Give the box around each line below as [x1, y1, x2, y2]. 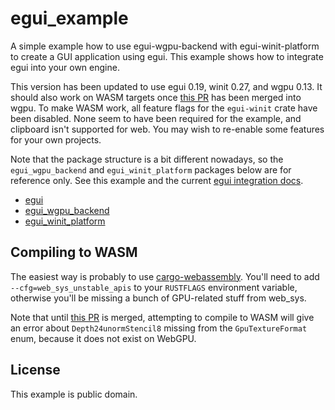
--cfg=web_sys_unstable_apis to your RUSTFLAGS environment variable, [10, 281, 298, 293]
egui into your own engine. [10, 61, 120, 73]
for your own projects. [10, 133, 102, 146]
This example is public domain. [10, 388, 138, 400]
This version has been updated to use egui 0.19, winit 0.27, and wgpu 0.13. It [10, 80, 323, 92]
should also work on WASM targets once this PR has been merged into [10, 91, 302, 103]
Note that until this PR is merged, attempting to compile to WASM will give [10, 311, 315, 323]
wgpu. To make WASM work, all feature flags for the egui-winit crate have [10, 102, 318, 114]
